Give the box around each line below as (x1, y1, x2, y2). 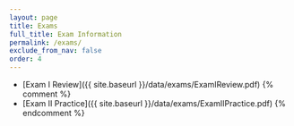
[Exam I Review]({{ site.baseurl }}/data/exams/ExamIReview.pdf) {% (22, 80, 274, 89)
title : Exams (9, 21, 58, 30)
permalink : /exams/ (9, 38, 82, 47)
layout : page (9, 13, 58, 22)
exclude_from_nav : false (9, 46, 102, 55)
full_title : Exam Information (9, 29, 123, 38)
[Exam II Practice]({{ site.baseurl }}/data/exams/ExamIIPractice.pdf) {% (22, 98, 287, 108)
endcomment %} (22, 108, 85, 118)
